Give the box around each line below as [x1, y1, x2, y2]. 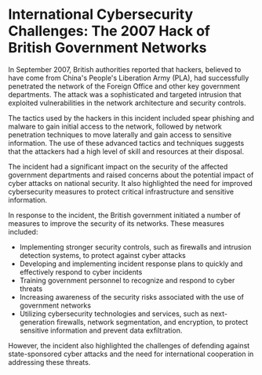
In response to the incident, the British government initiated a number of [8, 210, 241, 220]
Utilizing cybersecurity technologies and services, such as [19, 308, 209, 319]
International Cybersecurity [8, 5, 194, 24]
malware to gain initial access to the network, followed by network [8, 122, 222, 131]
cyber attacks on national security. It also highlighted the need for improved [8, 178, 253, 187]
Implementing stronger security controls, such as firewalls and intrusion [19, 242, 252, 252]
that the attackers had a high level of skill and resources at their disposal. [8, 147, 245, 156]
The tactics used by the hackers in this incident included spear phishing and [8, 113, 255, 122]
